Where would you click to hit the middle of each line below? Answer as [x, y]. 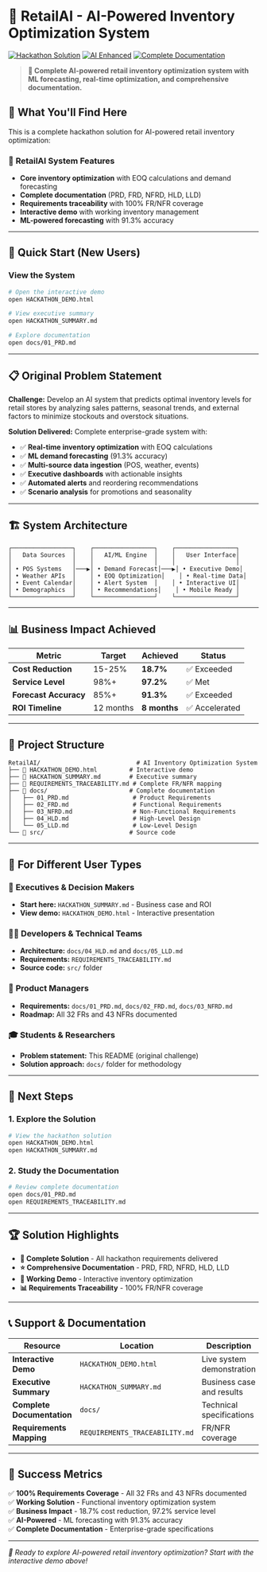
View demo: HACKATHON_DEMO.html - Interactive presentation [117, 912]
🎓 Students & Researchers [62, 1035]
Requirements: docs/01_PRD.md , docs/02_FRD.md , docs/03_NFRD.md [126, 1006]
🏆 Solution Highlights [64, 1235]
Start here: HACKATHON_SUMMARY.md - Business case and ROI [116, 904]
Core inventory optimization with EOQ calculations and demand [126, 178]
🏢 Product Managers [48, 988]
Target [113, 656]
